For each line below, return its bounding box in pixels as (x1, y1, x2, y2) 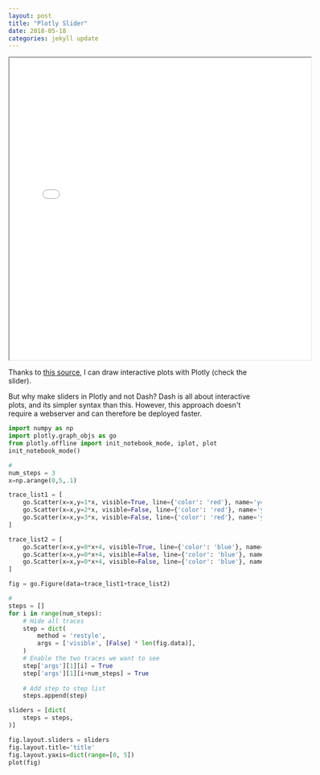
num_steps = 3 (8, 469, 56, 477)
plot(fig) (8, 758, 42, 766)
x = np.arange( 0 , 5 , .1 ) (8, 476, 78, 484)
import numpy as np (8, 425, 74, 433)
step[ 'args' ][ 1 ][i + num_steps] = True (23, 669, 150, 678)
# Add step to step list (23, 684, 106, 693)
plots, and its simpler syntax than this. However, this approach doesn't (8, 400, 241, 410)
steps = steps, (23, 714, 74, 722)
